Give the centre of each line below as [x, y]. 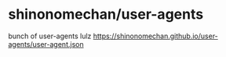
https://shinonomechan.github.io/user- [155, 36]
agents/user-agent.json [46, 44]
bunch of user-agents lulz [50, 36]
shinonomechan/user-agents [106, 14]
